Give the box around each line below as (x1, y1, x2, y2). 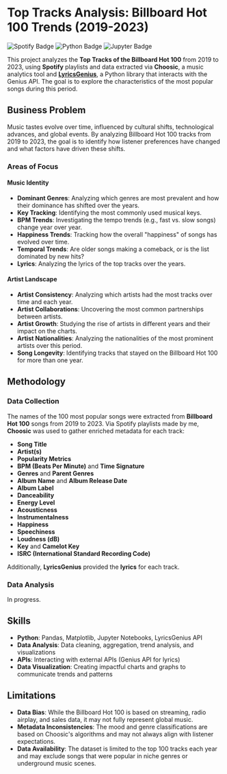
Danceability (16, 491, 55, 499)
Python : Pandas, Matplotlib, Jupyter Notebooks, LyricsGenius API (16, 633, 203, 642)
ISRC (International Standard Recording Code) (16, 549, 151, 557)
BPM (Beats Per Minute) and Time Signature (16, 462, 145, 470)
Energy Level (16, 498, 55, 506)
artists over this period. (16, 342, 83, 350)
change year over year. (16, 223, 83, 231)
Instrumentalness (16, 513, 69, 521)
